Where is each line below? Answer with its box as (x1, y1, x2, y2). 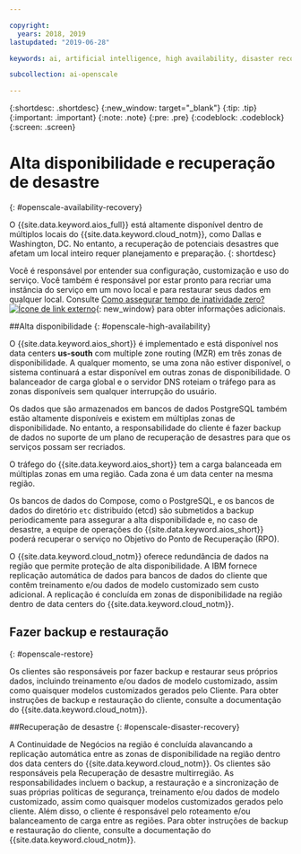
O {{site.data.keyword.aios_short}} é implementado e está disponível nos (9, 339, 279, 349)
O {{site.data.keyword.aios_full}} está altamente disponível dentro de (9, 219, 263, 230)
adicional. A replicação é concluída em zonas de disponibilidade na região (9, 589, 283, 600)
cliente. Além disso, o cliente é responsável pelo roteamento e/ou (9, 806, 251, 816)
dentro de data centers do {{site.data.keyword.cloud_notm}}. (9, 599, 235, 610)
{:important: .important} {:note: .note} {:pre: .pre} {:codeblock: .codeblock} (9, 112, 285, 123)
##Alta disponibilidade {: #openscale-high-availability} (9, 321, 211, 332)
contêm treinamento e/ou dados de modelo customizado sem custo (9, 580, 260, 591)
